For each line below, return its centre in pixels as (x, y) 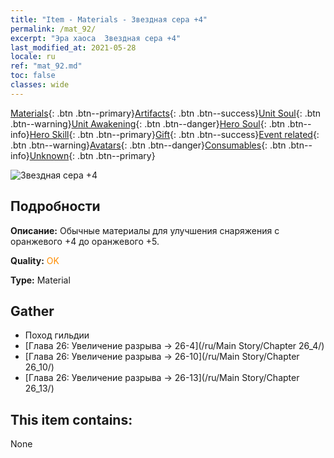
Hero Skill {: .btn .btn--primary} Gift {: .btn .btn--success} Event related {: (174, 134)
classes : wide (40, 85)
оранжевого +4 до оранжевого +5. (85, 241)
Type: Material (40, 280)
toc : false (33, 76)
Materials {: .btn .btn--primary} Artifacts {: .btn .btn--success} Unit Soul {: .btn (166, 113)
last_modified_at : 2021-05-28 (73, 47)
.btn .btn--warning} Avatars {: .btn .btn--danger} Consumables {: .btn (148, 145)
